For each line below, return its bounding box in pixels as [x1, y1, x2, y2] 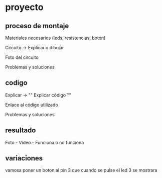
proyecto [5, 2, 44, 13]
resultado [5, 126, 36, 135]
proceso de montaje [5, 22, 69, 30]
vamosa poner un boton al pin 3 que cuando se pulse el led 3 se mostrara [5, 167, 157, 173]
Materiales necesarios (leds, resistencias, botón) [5, 35, 106, 41]
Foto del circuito [5, 54, 39, 60]
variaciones [5, 154, 43, 162]
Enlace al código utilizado [5, 102, 59, 108]
